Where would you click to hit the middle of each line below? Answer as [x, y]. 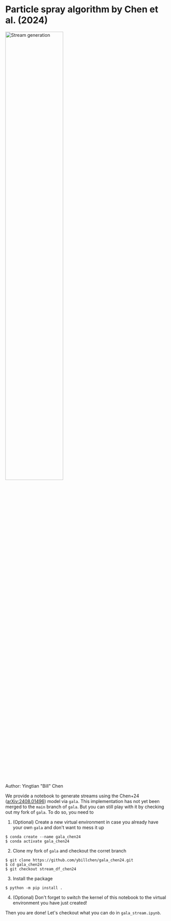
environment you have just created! [50, 903]
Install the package [33, 878]
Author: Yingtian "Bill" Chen [34, 786]
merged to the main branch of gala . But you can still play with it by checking [85, 807]
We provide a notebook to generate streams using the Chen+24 [72, 796]
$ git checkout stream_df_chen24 [41, 869]
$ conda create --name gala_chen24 [43, 837]
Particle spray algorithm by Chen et [82, 9]
